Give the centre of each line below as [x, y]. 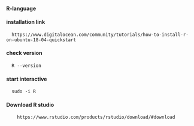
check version [25, 53]
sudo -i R [24, 92]
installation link [26, 22]
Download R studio [30, 105]
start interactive [27, 79]
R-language [21, 8]
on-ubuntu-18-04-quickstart [41, 40]
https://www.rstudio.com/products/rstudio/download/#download [96, 117]
